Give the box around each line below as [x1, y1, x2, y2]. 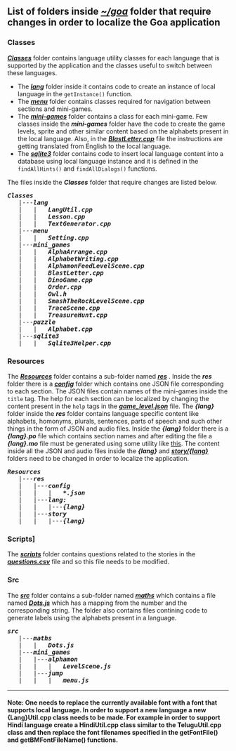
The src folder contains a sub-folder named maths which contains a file [7, 591, 216, 599]
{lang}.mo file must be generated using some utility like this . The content [7, 439, 220, 448]
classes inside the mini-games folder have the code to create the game [17, 119, 226, 128]
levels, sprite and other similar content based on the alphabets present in [17, 126, 229, 136]
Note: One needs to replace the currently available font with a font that [7, 698, 218, 707]
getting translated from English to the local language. [17, 142, 171, 150]
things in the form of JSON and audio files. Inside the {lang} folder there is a [7, 424, 229, 433]
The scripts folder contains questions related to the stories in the [7, 550, 196, 559]
